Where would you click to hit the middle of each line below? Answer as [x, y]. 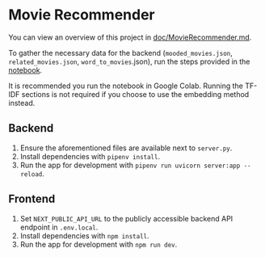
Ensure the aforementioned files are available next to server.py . [126, 148]
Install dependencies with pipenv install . [90, 156]
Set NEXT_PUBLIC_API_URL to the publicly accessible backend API [126, 218]
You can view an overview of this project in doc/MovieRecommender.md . [130, 37]
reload [31, 174]
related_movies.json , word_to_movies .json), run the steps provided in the [129, 61]
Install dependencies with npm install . [84, 235]
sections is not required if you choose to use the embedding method [135, 94]
